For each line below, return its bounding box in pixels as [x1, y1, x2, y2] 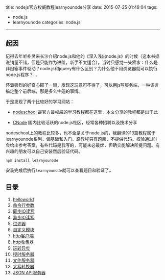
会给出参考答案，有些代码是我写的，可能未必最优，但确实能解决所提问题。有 [5, 142, 160, 148]
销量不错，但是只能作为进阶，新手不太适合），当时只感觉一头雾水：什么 [9, 59, 154, 65]
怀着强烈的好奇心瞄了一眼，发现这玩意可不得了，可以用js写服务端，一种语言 [5, 82, 159, 88]
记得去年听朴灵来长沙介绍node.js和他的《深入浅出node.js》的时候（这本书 [5, 53, 156, 59]
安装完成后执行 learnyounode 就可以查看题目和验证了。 [5, 167, 114, 173]
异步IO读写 [12, 214, 35, 220]
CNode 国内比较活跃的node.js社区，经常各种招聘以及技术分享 [12, 119, 138, 125]
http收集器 [12, 239, 34, 245]
